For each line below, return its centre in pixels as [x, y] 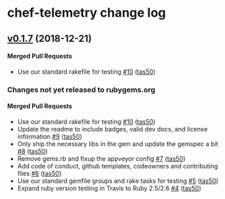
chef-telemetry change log [87, 13]
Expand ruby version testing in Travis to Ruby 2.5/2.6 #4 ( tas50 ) [109, 188]
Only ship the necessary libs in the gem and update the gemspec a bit [118, 143]
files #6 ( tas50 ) [39, 173]
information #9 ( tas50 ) [49, 136]
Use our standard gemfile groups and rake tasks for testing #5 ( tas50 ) [118, 181]
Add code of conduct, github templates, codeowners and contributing [117, 166]
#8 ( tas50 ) [32, 151]
